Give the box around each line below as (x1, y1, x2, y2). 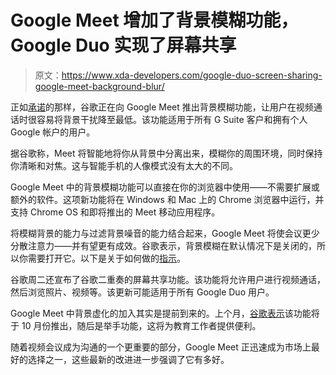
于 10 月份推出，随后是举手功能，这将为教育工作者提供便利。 (10, 319, 262, 331)
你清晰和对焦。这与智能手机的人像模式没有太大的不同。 (10, 159, 238, 171)
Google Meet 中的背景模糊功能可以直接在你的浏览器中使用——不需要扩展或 (10, 181, 320, 193)
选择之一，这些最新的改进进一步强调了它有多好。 (27, 353, 230, 365)
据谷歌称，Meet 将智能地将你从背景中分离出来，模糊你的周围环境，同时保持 (10, 147, 323, 159)
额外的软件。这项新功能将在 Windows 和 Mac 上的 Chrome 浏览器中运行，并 (10, 193, 325, 205)
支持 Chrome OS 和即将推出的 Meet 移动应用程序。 (10, 206, 221, 218)
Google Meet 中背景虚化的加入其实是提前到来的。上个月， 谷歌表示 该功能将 (10, 307, 320, 319)
